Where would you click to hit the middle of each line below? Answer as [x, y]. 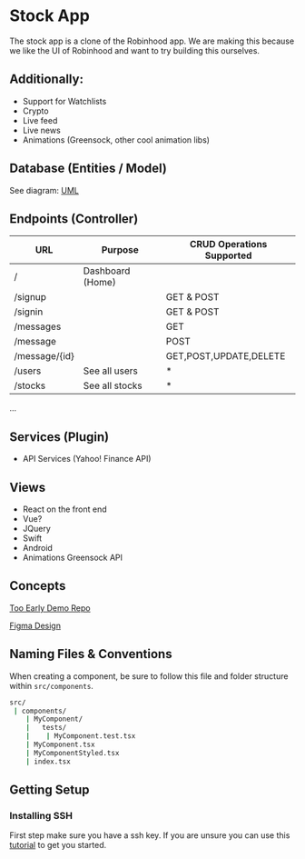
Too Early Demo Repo [50, 608]
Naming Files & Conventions [91, 654]
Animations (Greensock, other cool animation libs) [116, 140]
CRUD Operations [228, 245]
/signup [30, 297]
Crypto [35, 111]
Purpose [120, 250]
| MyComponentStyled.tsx [73, 753]
